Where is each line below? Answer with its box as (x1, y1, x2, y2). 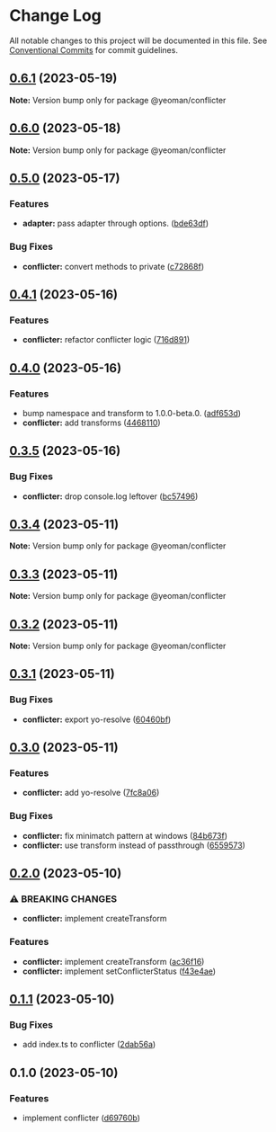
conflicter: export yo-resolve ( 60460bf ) (22, 714, 172, 725)
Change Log (9, 5, 102, 26)
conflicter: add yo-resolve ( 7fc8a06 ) (22, 788, 160, 798)
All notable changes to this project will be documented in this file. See (9, 35, 268, 46)
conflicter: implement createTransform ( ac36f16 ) (22, 956, 205, 967)
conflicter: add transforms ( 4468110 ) (22, 417, 161, 428)
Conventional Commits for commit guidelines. (9, 44, 178, 55)
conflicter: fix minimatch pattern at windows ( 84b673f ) (22, 830, 227, 841)
